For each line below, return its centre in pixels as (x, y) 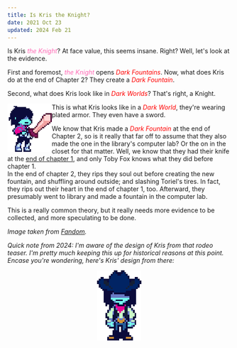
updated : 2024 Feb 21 (39, 30)
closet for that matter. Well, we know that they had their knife (141, 151)
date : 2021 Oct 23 (34, 22)
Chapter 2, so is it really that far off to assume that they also (139, 136)
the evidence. (27, 59)
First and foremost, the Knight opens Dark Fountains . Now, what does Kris (116, 72)
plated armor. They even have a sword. (109, 115)
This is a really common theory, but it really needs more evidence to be (111, 210)
